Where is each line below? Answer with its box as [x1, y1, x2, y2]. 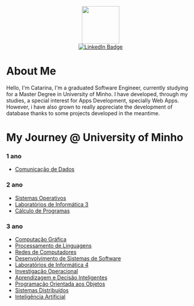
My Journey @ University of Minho [6, 131, 184, 145]
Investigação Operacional [14, 268, 78, 275]
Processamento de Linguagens [14, 242, 92, 250]
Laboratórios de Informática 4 [14, 261, 89, 269]
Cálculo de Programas [14, 207, 70, 214]
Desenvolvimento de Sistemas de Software [14, 255, 122, 262]
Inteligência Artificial [14, 293, 66, 301]
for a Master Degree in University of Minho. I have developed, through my [6, 90, 188, 98]
